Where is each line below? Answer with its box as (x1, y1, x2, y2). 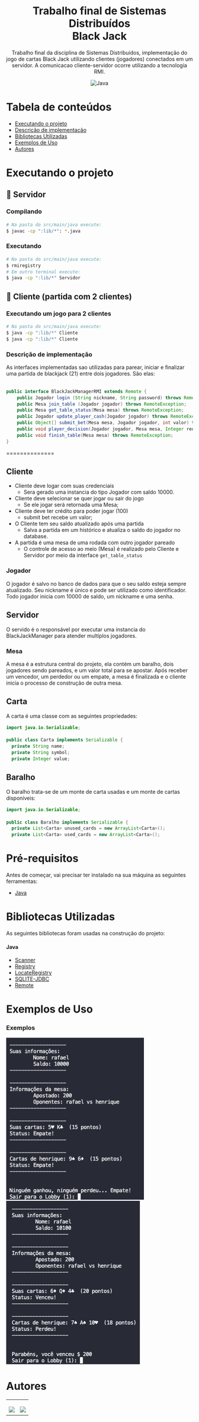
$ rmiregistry (6, 263, 41, 269)
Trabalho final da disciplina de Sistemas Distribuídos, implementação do (11, 49, 188, 56)
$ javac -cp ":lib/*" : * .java (6, 228, 81, 234)
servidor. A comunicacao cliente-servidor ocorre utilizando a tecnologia (11, 61, 188, 69)
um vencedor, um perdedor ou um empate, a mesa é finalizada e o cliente (6, 673, 187, 680)
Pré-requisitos (6, 852, 79, 865)
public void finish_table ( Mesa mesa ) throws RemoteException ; (17, 432, 174, 438)
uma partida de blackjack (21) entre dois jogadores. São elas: (6, 370, 155, 377)
